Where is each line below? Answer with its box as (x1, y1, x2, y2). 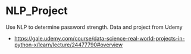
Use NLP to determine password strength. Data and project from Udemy (5, 23, 183, 31)
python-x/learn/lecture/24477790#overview (14, 41, 123, 48)
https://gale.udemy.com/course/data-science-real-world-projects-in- (14, 35, 185, 42)
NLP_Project (5, 4, 68, 18)
